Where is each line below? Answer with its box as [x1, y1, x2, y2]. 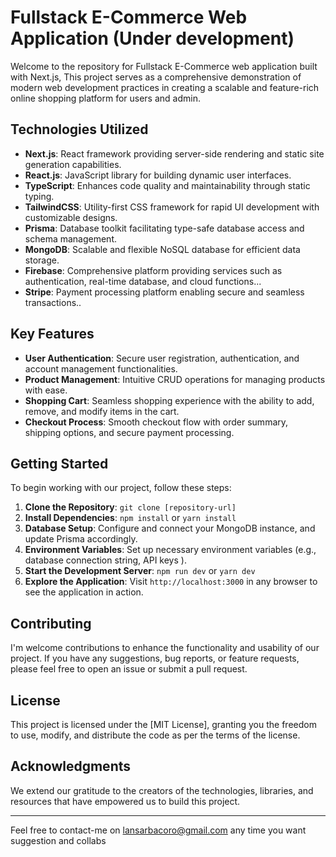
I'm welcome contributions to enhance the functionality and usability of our [10, 642, 320, 654]
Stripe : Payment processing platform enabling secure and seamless [24, 286, 305, 298]
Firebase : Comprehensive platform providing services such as [24, 264, 283, 276]
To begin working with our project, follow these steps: [10, 482, 232, 494]
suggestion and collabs [10, 834, 107, 846]
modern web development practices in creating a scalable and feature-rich [10, 81, 320, 93]
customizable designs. [24, 211, 118, 223]
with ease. [24, 384, 68, 396]
